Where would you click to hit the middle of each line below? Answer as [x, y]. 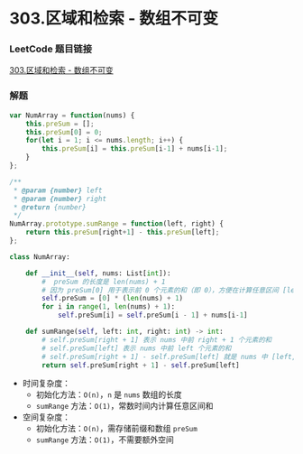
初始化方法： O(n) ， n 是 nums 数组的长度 [109, 394]
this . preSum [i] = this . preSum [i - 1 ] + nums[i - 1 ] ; [135, 149]
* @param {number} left [58, 190]
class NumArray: [40, 257]
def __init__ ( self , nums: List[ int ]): [98, 273]
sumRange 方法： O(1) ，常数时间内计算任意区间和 [124, 406]
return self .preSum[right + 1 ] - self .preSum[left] [141, 365]
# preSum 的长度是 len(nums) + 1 [104, 282]
